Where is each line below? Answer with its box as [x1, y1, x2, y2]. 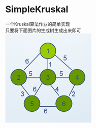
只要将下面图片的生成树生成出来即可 [5, 27, 81, 34]
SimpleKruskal [5, 4, 69, 15]
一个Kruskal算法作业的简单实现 [5, 21, 70, 27]
